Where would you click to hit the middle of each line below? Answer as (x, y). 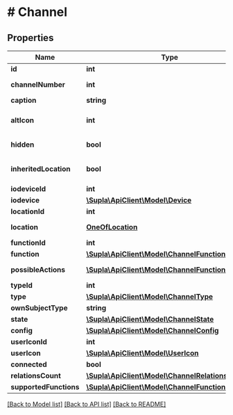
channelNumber (38, 84)
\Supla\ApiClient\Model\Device (139, 200)
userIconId (29, 342)
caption (24, 100)
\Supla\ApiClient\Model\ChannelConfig (153, 331)
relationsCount (36, 376)
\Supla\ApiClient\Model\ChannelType (150, 296)
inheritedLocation (41, 169)
